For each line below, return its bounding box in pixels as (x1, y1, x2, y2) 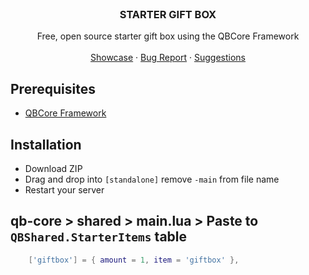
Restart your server (24, 183, 105, 196)
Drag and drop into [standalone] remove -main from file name (24, 173, 280, 185)
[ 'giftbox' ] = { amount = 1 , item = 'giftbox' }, (28, 255, 240, 265)
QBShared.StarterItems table (10, 228, 188, 246)
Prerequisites (10, 80, 96, 97)
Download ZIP (24, 162, 83, 174)
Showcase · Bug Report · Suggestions (90, 52, 246, 64)
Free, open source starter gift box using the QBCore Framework (36, 30, 300, 42)
